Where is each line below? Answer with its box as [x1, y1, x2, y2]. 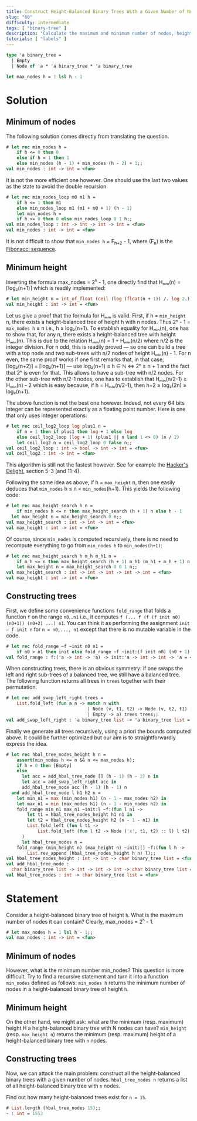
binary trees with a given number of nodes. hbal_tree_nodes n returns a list [6, 1076, 188, 1083]
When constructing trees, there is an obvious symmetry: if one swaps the [6, 665, 184, 672]
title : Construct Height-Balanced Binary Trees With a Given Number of [6, 8, 185, 15]
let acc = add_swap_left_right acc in [21, 779, 117, 785]
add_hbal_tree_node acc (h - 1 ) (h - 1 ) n [21, 785, 127, 791]
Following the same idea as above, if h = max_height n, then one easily [6, 479, 175, 486]
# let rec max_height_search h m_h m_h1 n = [6, 553, 117, 559]
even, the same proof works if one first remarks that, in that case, [6, 356, 164, 363]
